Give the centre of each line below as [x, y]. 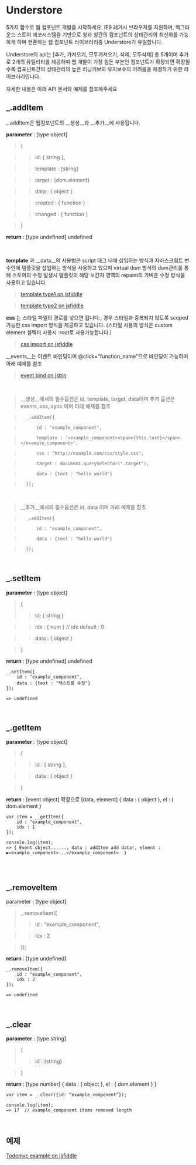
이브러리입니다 [23, 76]
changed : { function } [61, 214]
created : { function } [60, 203]
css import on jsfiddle [47, 344]
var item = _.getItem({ [35, 817]
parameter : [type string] [36, 1038]
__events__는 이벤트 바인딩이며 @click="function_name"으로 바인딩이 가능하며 [97, 356]
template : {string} [57, 169]
